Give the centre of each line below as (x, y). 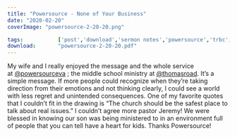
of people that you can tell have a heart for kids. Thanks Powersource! (109, 126)
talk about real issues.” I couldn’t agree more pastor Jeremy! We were (109, 111)
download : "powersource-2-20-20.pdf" (72, 46)
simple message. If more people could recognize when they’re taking (108, 81)
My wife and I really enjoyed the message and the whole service (101, 66)
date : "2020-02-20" (36, 20)
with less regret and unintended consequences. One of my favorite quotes (115, 96)
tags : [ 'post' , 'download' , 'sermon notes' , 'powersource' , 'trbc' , (120, 39)
